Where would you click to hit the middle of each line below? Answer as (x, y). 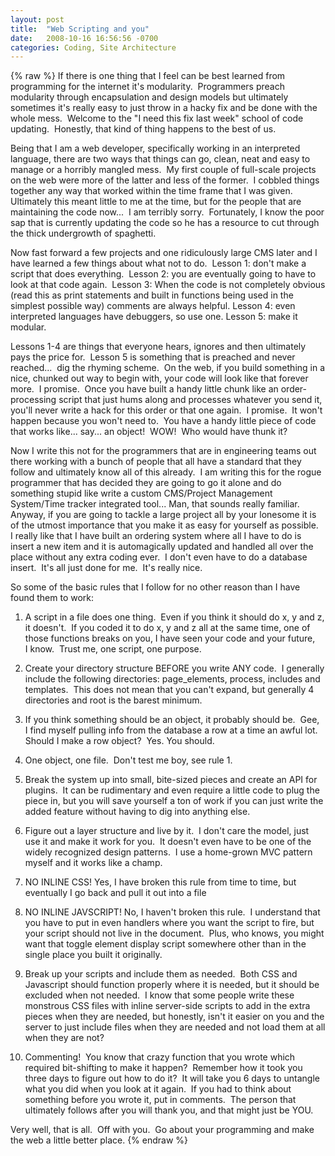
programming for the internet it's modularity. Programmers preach (147, 87)
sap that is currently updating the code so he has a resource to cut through (165, 223)
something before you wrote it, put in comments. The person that (160, 1100)
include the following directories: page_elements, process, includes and (172, 679)
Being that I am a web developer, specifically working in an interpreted (155, 148)
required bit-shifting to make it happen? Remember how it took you (163, 1068)
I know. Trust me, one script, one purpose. (113, 649)
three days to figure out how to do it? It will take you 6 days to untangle (172, 1078)
